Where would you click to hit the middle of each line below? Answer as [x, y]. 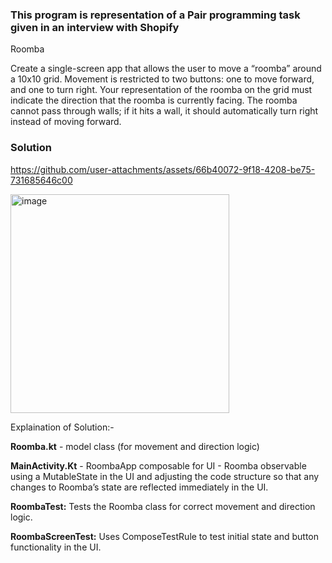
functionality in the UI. [56, 547]
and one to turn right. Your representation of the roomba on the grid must [161, 90]
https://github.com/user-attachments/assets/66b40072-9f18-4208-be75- [163, 169]
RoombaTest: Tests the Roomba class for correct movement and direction [163, 506]
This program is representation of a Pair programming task [155, 15]
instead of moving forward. [66, 122]
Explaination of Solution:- [62, 427]
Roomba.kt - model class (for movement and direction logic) [135, 446]
